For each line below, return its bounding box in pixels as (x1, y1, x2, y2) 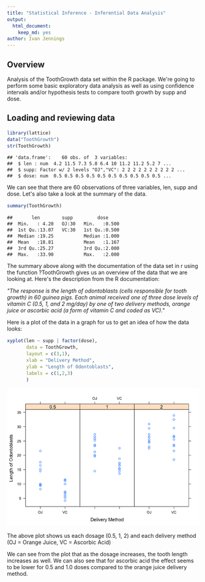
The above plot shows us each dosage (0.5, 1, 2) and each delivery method (7, 532, 196, 540)
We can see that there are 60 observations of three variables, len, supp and (7, 184, 198, 191)
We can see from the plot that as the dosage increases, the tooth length (7, 551, 188, 558)
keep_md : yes (18, 29, 51, 36)
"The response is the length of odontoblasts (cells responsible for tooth (7, 287, 187, 294)
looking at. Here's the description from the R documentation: (7, 275, 160, 283)
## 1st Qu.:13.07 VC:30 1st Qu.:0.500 (7, 227, 120, 233)
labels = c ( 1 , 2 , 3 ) (26, 370, 73, 377)
